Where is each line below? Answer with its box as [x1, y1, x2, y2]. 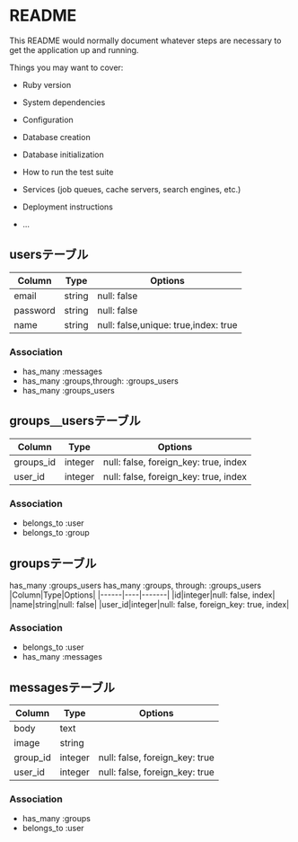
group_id [13, 751, 51, 764]
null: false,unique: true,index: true [97, 318, 238, 331]
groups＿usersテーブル [9, 413, 141, 429]
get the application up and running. [9, 44, 139, 55]
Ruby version [22, 79, 72, 90]
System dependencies [22, 96, 106, 108]
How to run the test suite [22, 166, 114, 177]
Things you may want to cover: [9, 62, 124, 73]
